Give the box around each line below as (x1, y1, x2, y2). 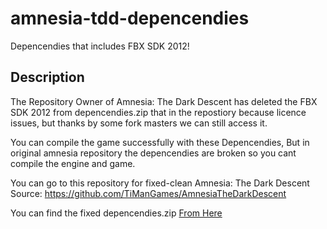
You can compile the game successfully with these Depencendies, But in (10, 136, 310, 148)
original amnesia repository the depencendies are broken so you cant (10, 147, 297, 159)
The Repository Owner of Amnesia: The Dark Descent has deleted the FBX (10, 95, 318, 107)
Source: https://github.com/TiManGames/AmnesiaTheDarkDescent (10, 187, 287, 199)
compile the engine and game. (10, 157, 136, 169)
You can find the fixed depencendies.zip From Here (10, 207, 223, 219)
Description (10, 69, 85, 86)
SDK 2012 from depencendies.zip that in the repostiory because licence (10, 106, 307, 118)
